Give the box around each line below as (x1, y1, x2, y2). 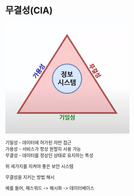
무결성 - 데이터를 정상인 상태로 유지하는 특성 (5, 152, 94, 158)
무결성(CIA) (5, 5, 53, 16)
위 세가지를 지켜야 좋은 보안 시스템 (5, 163, 74, 169)
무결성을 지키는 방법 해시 (5, 174, 55, 180)
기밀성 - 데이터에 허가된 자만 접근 (5, 139, 72, 145)
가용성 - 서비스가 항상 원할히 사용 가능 (5, 146, 81, 152)
